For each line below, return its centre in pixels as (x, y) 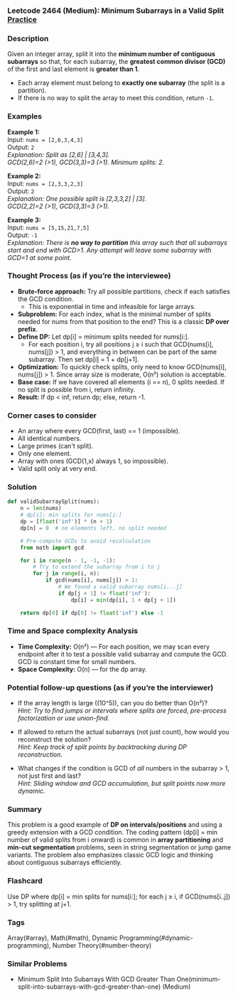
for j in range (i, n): (66, 574)
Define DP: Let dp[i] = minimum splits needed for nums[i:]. (103, 337)
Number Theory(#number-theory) (102, 945)
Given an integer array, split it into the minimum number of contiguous (111, 54)
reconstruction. (40, 754)
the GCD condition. (45, 299)
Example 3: (24, 219)
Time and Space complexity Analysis (73, 631)
